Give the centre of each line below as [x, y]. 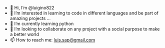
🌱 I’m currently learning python [42, 23]
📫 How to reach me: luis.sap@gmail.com [52, 40]
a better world [24, 34]
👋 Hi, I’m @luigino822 [32, 8]
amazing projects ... [30, 18]
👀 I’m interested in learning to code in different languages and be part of [84, 13]
